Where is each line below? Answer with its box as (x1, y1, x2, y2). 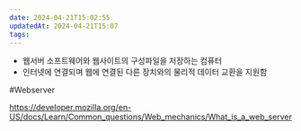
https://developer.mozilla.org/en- (9, 102, 132, 113)
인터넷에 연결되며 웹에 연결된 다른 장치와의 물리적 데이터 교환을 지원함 (22, 66, 268, 77)
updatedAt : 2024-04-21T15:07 (9, 22, 119, 31)
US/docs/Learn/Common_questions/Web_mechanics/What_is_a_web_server (9, 111, 292, 122)
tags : (9, 30, 30, 39)
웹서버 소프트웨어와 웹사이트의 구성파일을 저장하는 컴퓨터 (22, 56, 223, 66)
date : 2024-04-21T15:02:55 (9, 13, 111, 22)
